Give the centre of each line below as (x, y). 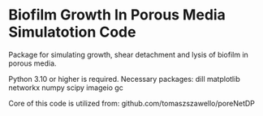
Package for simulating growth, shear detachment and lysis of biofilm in (129, 54)
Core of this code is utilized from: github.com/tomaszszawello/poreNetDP (132, 103)
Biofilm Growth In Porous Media (117, 15)
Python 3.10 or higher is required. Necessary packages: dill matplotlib (125, 79)
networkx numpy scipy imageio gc (66, 88)
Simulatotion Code (72, 32)
